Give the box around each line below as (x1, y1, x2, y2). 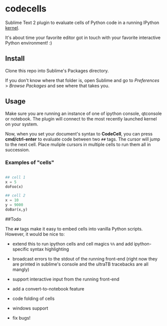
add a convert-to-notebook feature (12, 285, 85, 291)
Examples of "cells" (5, 159, 54, 166)
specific (12, 246, 29, 252)
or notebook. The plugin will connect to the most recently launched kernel (5, 115, 157, 121)
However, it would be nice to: (5, 231, 65, 237)
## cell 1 (5, 174, 26, 180)
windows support (12, 305, 48, 311)
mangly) (12, 266, 30, 272)
